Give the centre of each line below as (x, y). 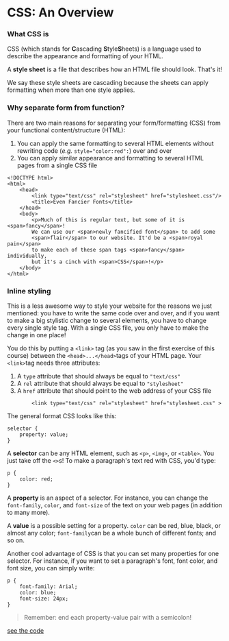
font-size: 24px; (44, 599)
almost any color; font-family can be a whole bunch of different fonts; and (112, 533)
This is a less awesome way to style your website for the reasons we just (110, 306)
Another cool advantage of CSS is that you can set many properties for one (113, 554)
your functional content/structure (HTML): (66, 130)
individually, (27, 256)
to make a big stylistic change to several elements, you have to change (107, 321)
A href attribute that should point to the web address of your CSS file (114, 391)
